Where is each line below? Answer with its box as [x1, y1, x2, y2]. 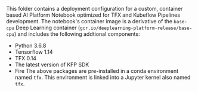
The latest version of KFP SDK [14, 61, 89, 68]
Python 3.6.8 [14, 42, 47, 49]
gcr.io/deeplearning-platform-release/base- [79, 25, 193, 31]
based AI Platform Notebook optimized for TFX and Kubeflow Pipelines [6, 11, 181, 19]
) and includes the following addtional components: [14, 30, 140, 38]
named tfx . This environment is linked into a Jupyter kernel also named [14, 74, 191, 81]
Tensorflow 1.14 [14, 48, 53, 56]
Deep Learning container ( [16, 24, 81, 31]
